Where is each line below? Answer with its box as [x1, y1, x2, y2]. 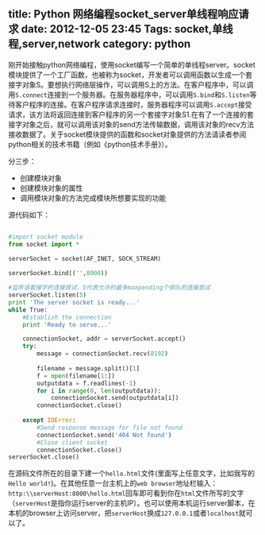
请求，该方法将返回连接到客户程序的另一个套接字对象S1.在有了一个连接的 [8, 110, 248, 119]
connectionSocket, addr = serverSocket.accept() [22, 335, 186, 343]
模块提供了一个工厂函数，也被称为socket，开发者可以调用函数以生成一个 [8, 70, 246, 79]
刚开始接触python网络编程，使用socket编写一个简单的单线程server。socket [8, 60, 255, 69]
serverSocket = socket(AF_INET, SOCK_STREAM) [8, 254, 161, 262]
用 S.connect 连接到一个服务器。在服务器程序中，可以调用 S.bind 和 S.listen [8, 90, 250, 99]
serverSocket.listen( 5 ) [8, 291, 87, 300]
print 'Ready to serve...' [22, 320, 112, 328]
